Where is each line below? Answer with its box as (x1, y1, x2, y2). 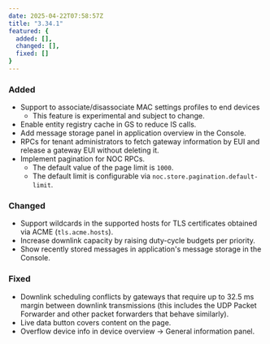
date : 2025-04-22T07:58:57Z (8, 11, 104, 20)
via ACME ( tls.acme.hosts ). (20, 227, 114, 237)
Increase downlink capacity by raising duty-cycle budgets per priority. (20, 236, 256, 246)
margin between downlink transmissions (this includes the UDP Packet (20, 300, 258, 310)
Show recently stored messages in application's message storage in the (20, 244, 262, 254)
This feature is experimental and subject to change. (32, 111, 205, 121)
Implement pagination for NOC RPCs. (20, 154, 145, 164)
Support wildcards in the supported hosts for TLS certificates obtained (20, 218, 258, 228)
